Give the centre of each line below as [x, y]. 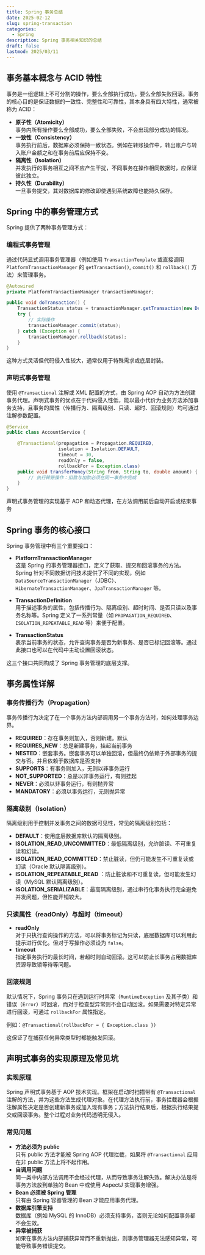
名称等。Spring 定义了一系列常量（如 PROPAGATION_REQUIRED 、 [98, 615]
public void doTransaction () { [46, 303]
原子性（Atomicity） [41, 122]
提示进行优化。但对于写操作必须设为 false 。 [71, 943]
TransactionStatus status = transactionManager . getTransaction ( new [105, 309]
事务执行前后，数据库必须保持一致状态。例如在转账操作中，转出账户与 [103, 145]
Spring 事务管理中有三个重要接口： [50, 546]
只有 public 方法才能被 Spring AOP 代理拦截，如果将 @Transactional [100, 1154]
